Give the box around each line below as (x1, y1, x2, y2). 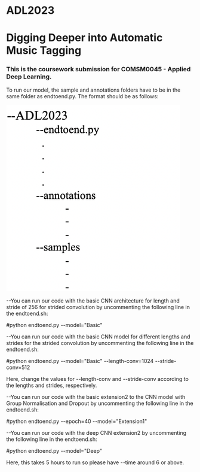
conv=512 (6, 364, 30, 371)
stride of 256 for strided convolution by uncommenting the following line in (6, 303, 190, 310)
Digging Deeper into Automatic (6, 31, 163, 45)
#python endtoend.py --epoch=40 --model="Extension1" (6, 417, 147, 425)
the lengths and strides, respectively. (6, 382, 97, 389)
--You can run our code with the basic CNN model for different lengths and (6, 333, 190, 340)
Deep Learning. (6, 72, 52, 81)
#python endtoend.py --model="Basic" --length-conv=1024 (6, 357, 154, 364)
